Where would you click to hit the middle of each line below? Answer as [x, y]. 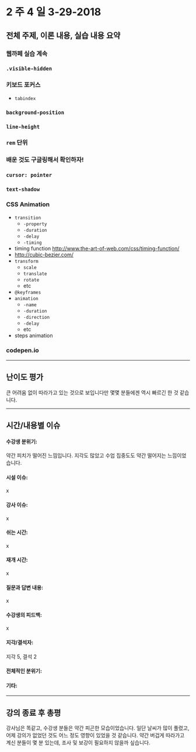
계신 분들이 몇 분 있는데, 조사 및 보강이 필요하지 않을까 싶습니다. [78, 743]
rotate [31, 280]
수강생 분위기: [22, 441]
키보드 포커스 [23, 85]
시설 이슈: [17, 477]
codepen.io [22, 351]
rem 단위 [17, 143]
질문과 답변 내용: [25, 587]
